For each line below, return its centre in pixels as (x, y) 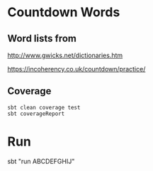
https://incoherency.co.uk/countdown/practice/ (76, 69)
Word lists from (42, 39)
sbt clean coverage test (44, 107)
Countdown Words (64, 12)
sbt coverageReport (36, 114)
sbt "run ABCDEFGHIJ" (41, 161)
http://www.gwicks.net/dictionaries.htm (65, 55)
